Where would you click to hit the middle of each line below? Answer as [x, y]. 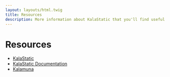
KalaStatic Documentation [40, 64]
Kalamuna [23, 69]
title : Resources [24, 15]
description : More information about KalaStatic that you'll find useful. [86, 19]
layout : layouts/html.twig [34, 10]
